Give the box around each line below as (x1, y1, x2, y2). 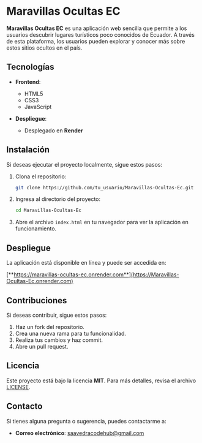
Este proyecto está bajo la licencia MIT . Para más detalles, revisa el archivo (6, 377, 196, 384)
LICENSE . (6, 383, 31, 390)
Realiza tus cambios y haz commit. (15, 336, 103, 344)
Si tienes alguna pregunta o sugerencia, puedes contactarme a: (6, 417, 166, 425)
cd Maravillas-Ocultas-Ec (15, 207, 81, 214)
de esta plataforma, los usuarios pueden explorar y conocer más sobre (6, 37, 185, 45)
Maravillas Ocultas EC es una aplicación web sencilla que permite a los (6, 25, 187, 32)
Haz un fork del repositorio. (15, 323, 84, 330)
